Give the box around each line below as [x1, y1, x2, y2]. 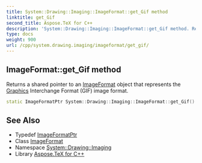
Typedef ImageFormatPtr [14, 131, 78, 138]
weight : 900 [6, 37, 36, 43]
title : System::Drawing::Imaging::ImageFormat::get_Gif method [6, 8, 168, 15]
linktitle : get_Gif [6, 14, 55, 20]
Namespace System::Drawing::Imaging [14, 144, 112, 151]
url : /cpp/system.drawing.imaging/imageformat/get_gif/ [6, 43, 149, 49]
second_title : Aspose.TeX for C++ [6, 20, 93, 26]
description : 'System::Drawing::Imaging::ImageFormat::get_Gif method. [6, 25, 189, 32]
